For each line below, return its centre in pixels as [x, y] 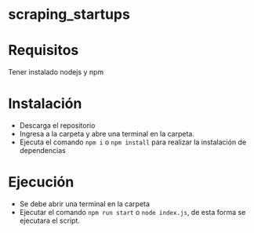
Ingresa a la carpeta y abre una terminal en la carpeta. [107, 134]
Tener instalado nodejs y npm [56, 72]
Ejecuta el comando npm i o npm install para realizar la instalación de [133, 142]
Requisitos [44, 51]
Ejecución [41, 182]
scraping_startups [69, 15]
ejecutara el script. [50, 220]
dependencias [43, 151]
